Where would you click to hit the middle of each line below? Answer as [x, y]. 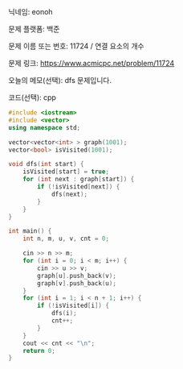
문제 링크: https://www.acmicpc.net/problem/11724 [91, 63]
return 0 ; [39, 350]
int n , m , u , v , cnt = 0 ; [66, 239]
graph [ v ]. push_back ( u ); [77, 283]
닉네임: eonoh [31, 12]
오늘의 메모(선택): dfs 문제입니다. [60, 80]
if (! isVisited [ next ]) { [79, 187]
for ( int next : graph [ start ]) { [79, 180]
